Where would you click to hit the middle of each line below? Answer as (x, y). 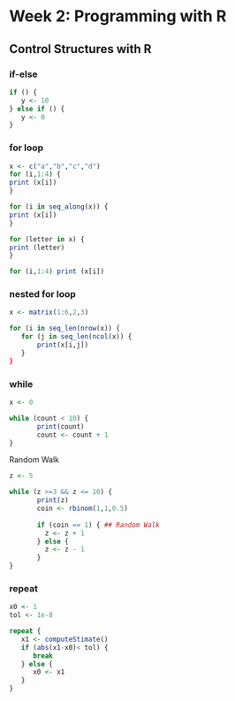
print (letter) (37, 248)
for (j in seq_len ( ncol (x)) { (76, 337)
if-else (23, 74)
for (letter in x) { (47, 239)
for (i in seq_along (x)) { (59, 207)
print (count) (61, 426)
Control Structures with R (80, 49)
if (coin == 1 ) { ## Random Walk (99, 525)
